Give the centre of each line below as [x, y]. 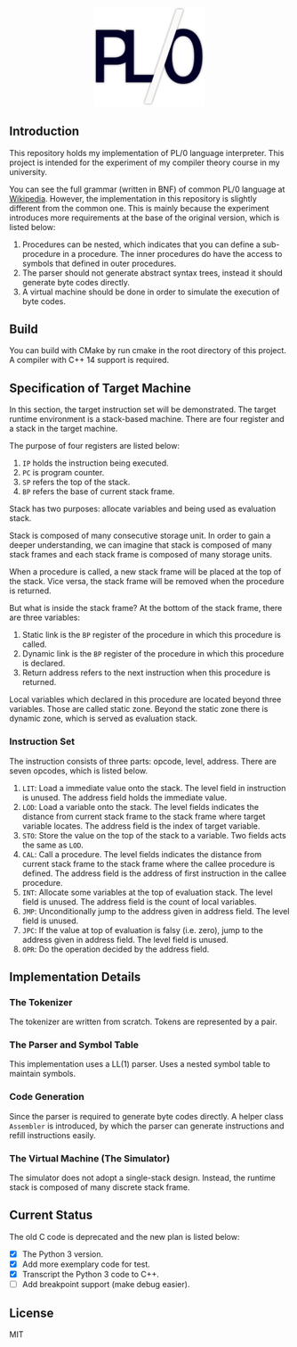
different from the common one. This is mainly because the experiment [139, 208]
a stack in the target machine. [64, 429]
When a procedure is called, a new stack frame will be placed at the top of [145, 572]
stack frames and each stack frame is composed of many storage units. [141, 555]
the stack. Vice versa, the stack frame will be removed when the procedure [147, 582]
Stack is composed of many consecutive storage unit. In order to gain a [140, 536]
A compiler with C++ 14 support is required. [89, 360]
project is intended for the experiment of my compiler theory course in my [144, 162]
